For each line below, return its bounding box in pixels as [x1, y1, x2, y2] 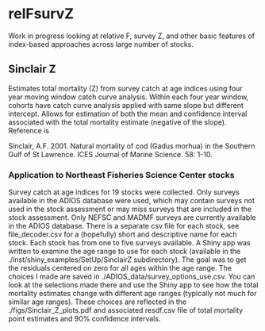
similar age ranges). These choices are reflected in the [8, 297, 187, 306]
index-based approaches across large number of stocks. [8, 39, 194, 48]
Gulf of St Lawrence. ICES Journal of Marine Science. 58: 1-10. [8, 149, 213, 159]
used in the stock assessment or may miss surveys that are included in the [8, 204, 252, 214]
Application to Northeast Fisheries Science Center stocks [8, 169, 235, 180]
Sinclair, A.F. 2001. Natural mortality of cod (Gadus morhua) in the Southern [8, 140, 255, 151]
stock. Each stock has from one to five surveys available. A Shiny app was [8, 238, 251, 248]
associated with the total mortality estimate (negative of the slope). [8, 117, 227, 127]
